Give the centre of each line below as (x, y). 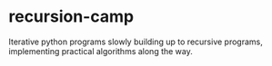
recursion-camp (71, 17)
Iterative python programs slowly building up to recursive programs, (136, 42)
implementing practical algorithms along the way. (101, 51)
